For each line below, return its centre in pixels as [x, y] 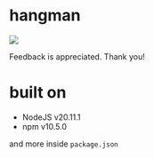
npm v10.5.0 [45, 126]
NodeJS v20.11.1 [51, 117]
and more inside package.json [64, 144]
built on [38, 93]
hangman [45, 16]
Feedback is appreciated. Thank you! [77, 56]
